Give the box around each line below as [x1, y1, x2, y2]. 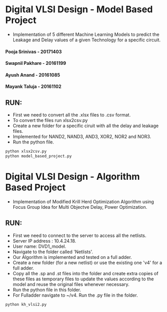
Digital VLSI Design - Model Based [5, 4, 153, 15]
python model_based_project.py [5, 154, 72, 159]
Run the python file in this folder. [12, 286, 82, 293]
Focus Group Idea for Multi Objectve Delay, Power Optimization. [12, 204, 148, 210]
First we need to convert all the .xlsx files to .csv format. [12, 112, 131, 118]
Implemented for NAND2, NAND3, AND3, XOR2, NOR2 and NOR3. [12, 134, 152, 140]
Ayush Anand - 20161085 [5, 71, 60, 78]
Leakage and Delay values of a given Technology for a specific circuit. [12, 37, 161, 43]
